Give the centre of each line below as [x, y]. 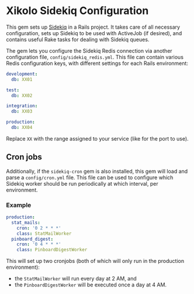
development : [22, 74]
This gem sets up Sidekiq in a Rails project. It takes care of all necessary [93, 27]
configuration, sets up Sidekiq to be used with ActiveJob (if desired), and [94, 33]
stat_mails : [26, 223]
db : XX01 [22, 79]
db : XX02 [22, 95]
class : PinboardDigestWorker [52, 250]
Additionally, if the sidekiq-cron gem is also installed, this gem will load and [97, 171]
